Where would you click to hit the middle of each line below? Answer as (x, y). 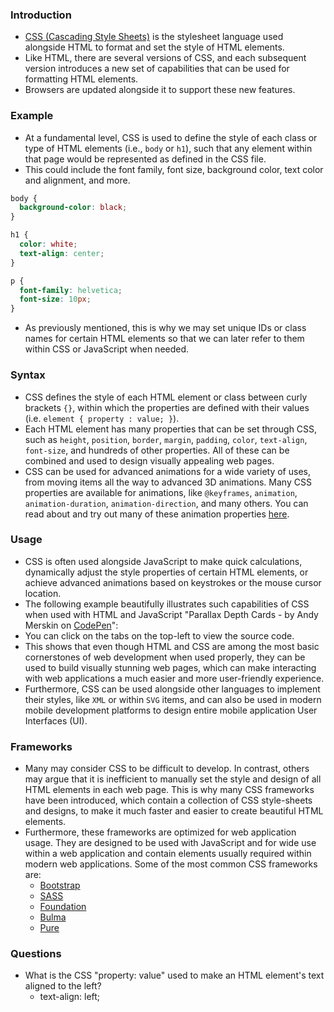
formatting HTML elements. (81, 79)
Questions (36, 954)
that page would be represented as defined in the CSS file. (145, 159)
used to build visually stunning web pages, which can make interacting (170, 667)
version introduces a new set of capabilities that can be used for (157, 69)
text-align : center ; (62, 253)
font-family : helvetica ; (71, 290)
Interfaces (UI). (56, 720)
